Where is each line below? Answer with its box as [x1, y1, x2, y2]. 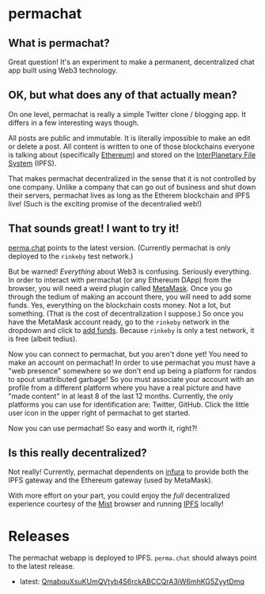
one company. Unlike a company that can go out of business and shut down [8, 182, 256, 191]
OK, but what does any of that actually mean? [8, 89, 237, 102]
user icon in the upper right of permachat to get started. [8, 408, 191, 418]
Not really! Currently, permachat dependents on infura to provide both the [8, 467, 249, 477]
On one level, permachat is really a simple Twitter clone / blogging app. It [8, 109, 247, 119]
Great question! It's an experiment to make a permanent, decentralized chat [8, 57, 255, 66]
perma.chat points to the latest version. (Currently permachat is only [8, 243, 231, 252]
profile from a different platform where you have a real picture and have [8, 383, 241, 392]
